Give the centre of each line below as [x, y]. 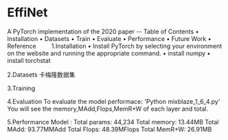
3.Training [21, 88]
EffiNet [27, 13]
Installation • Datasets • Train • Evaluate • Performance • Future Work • [109, 38]
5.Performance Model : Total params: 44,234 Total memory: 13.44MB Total [113, 122]
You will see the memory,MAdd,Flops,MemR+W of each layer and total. [108, 109]
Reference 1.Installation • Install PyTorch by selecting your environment [115, 46]
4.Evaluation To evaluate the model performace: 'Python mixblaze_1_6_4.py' [114, 101]
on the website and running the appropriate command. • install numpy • [109, 53]
